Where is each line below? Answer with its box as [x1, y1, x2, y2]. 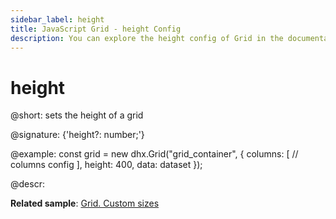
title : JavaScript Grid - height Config [10, 24, 182, 34]
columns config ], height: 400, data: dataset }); [10, 159, 203, 171]
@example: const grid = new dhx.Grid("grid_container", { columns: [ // [10, 148, 299, 160]
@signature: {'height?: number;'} [10, 129, 145, 141]
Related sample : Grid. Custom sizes [10, 197, 160, 210]
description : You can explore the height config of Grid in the [10, 33, 284, 43]
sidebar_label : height [10, 14, 105, 25]
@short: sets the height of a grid [10, 109, 144, 121]
